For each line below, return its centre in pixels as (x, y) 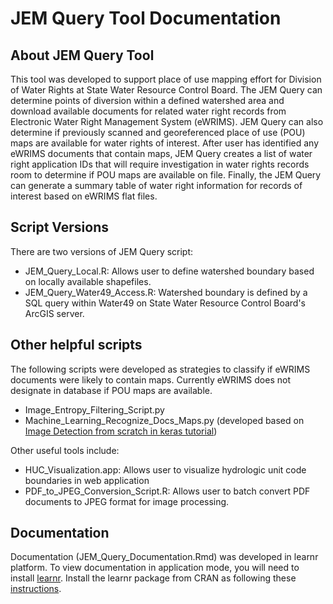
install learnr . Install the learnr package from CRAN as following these (153, 578)
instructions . (36, 589)
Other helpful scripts (76, 345)
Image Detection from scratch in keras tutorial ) (121, 431)
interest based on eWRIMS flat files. (84, 196)
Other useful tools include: (65, 450)
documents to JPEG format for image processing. (127, 501)
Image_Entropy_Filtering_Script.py (94, 409)
